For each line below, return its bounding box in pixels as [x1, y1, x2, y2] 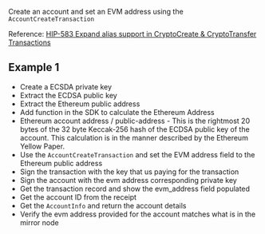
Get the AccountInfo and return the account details [19, 200, 187, 210]
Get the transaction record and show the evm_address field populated [19, 184, 250, 193]
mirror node [19, 217, 59, 227]
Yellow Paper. [19, 141, 65, 151]
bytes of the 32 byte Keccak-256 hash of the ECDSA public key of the [19, 124, 250, 134]
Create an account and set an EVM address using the [8, 7, 184, 16]
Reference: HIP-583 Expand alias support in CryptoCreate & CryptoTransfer [8, 30, 257, 38]
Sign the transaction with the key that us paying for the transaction [19, 167, 239, 176]
